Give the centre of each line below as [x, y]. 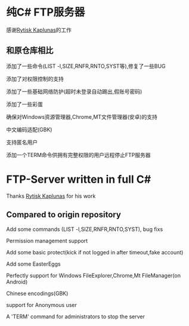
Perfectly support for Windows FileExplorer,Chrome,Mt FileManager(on [93, 275]
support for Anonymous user [42, 305]
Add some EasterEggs [33, 264]
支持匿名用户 [22, 142]
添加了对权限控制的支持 [35, 79]
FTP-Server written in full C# [79, 179]
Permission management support [47, 241]
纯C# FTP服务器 [46, 12]
